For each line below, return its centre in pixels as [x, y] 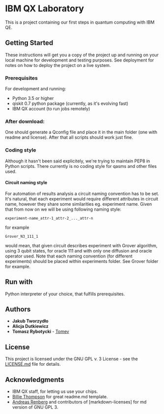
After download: [25, 121]
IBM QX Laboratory [45, 9]
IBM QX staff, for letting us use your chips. [55, 391]
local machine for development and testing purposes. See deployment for [80, 60]
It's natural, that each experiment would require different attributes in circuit [82, 199]
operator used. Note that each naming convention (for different [69, 256]
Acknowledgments [35, 380]
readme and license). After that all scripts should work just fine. [69, 137]
